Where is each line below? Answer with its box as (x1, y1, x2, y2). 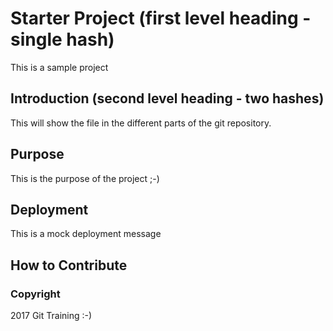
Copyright (10, 287, 61, 301)
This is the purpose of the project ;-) (10, 172, 160, 184)
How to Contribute (10, 257, 128, 274)
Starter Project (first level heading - (10, 7, 312, 30)
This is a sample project (10, 61, 109, 73)
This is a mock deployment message (10, 228, 162, 240)
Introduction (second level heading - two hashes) (10, 90, 325, 107)
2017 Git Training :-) (10, 310, 93, 322)
